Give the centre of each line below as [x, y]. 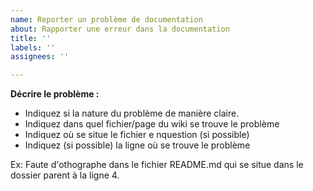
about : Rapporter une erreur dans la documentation [120, 29]
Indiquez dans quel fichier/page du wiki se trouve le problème [152, 124]
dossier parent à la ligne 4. [65, 175]
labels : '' [33, 47]
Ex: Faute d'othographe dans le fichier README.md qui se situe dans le [157, 165]
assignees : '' [40, 57]
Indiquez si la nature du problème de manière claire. [132, 113]
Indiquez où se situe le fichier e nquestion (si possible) [137, 135]
